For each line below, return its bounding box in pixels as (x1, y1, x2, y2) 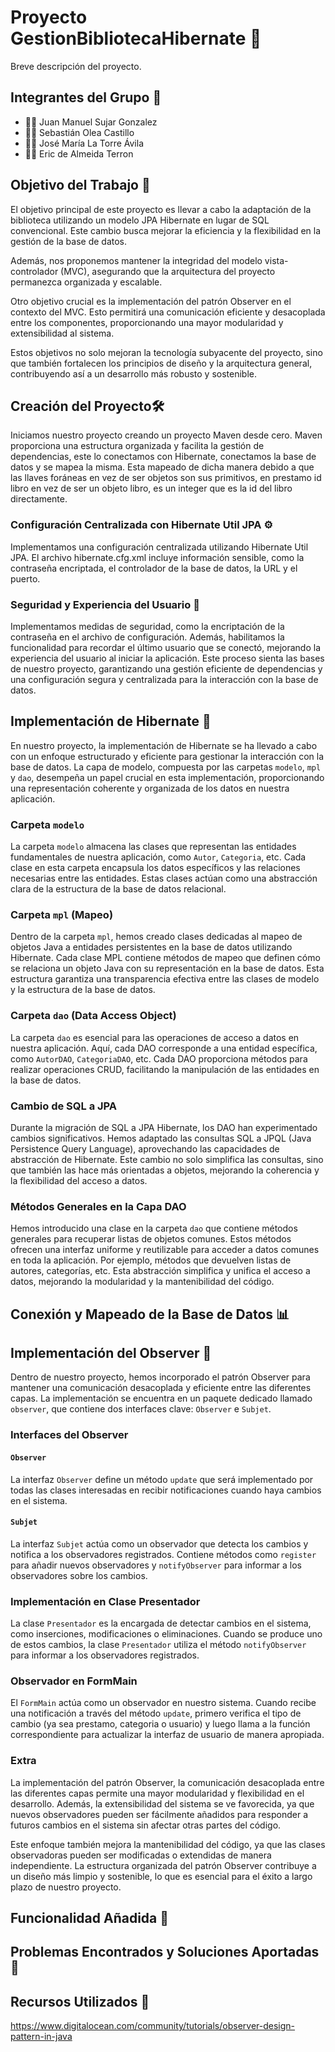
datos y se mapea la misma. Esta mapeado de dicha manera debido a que (10, 461, 315, 473)
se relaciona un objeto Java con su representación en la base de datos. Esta (10, 962, 325, 975)
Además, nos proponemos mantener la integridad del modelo (10, 254, 263, 266)
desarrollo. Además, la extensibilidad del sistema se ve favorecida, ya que (10, 1797, 315, 1810)
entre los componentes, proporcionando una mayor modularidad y (10, 316, 284, 328)
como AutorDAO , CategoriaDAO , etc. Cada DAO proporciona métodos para (10, 1052, 308, 1065)
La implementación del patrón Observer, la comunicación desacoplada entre (10, 1776, 325, 1788)
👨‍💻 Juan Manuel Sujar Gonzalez (24, 116, 158, 128)
